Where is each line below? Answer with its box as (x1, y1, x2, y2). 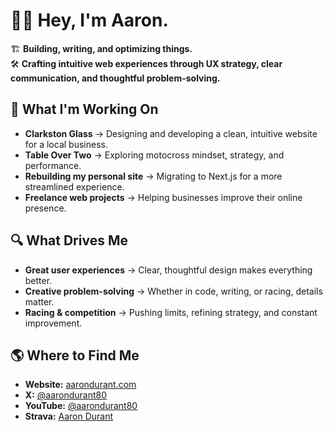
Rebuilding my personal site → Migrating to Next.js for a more (24, 170, 283, 182)
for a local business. (24, 138, 108, 150)
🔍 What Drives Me (10, 232, 128, 249)
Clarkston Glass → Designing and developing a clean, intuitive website (24, 127, 318, 139)
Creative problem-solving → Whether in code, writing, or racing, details (24, 285, 323, 297)
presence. (24, 202, 67, 214)
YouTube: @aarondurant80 (24, 400, 138, 412)
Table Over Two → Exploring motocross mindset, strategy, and (24, 149, 285, 161)
